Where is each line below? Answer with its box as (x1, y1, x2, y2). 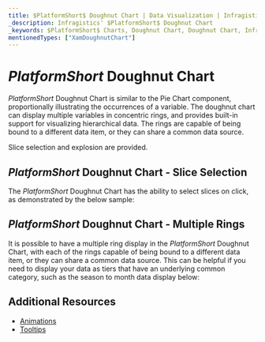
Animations (19, 316, 57, 325)
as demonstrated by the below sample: (8, 195, 135, 204)
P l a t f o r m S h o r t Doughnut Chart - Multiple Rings (8, 218, 245, 231)
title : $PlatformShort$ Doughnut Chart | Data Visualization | (8, 11, 221, 20)
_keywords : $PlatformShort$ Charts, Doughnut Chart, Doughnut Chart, (8, 26, 242, 34)
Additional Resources (8, 295, 116, 309)
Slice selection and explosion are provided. (8, 143, 148, 152)
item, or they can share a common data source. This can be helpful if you (8, 255, 246, 265)
